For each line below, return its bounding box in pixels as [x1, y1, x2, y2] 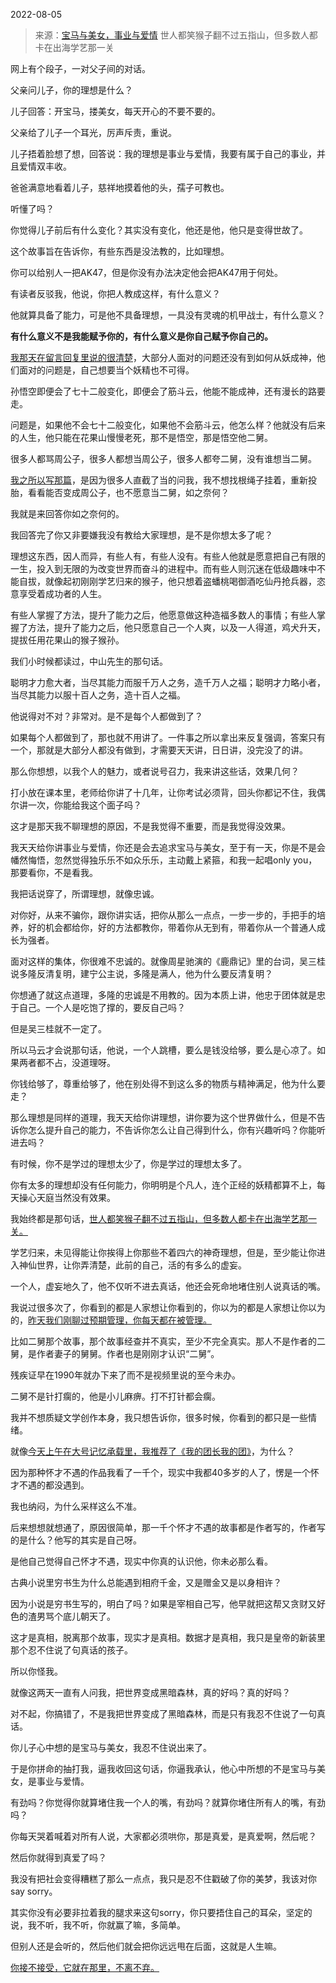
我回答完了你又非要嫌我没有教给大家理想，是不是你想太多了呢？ [10, 529, 273, 541]
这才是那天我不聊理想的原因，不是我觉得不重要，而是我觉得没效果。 [10, 820, 291, 832]
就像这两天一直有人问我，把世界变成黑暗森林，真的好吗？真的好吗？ [10, 1687, 291, 1698]
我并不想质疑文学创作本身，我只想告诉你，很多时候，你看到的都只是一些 [10, 1412, 308, 1423]
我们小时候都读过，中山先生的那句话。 [10, 655, 168, 667]
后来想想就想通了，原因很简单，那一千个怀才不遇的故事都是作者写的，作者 [10, 1522, 317, 1533]
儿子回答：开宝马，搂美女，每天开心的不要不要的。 [10, 105, 221, 117]
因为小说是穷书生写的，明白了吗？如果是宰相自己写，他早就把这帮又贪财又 [10, 1598, 317, 1609]
